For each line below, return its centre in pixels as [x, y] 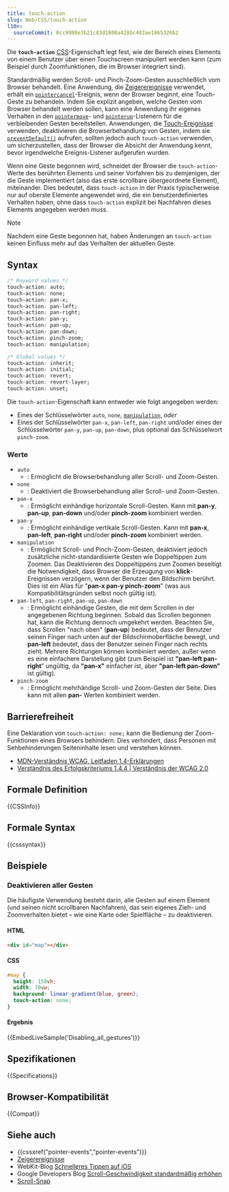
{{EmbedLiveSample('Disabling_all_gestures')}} [73, 1038]
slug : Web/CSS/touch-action [47, 20]
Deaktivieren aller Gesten [50, 885]
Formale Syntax [41, 828]
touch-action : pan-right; [44, 312]
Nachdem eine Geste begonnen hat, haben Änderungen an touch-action [109, 236]
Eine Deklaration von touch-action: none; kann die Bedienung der [100, 733]
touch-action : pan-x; [38, 300]
